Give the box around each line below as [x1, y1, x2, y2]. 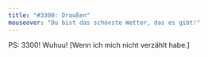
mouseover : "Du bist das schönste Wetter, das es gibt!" [8, 19, 201, 27]
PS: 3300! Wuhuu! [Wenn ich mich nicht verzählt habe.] [8, 40, 191, 49]
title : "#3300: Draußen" [8, 11, 91, 20]
